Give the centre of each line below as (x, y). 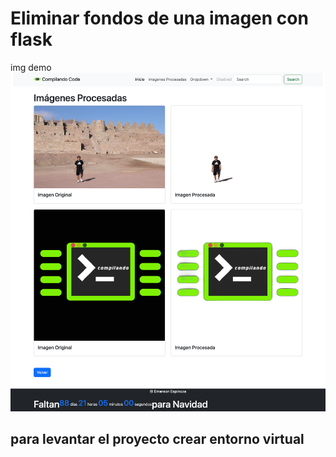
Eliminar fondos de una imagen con (159, 18)
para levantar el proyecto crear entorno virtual (157, 439)
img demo (31, 67)
